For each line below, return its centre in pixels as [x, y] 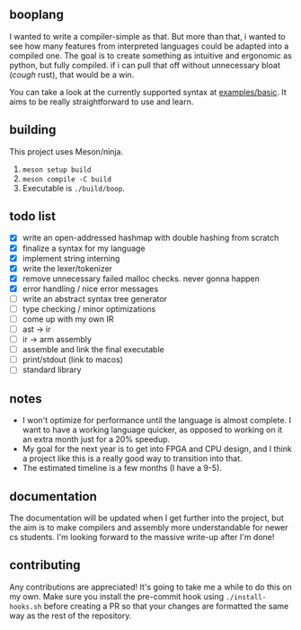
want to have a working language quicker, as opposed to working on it [152, 430]
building [33, 130]
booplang [37, 15]
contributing [45, 565]
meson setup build [57, 170]
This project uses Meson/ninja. [66, 151]
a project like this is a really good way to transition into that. [132, 458]
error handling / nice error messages [90, 288]
